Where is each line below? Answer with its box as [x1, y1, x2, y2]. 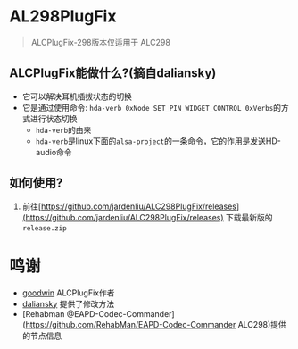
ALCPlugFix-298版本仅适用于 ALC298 [30, 37, 171, 47]
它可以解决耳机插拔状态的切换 [21, 91, 132, 102]
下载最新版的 [226, 212, 273, 222]
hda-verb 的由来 [35, 124, 92, 135]
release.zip [21, 223, 67, 233]
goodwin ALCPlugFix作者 [21, 287, 115, 298]
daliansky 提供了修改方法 [21, 298, 115, 309]
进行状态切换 [29, 113, 78, 124]
